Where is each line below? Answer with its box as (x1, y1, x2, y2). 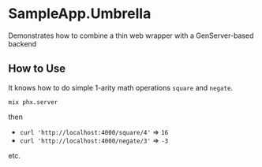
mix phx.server (8, 98, 58, 106)
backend (8, 39, 37, 48)
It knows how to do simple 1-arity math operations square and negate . (8, 83, 234, 92)
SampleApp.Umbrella (8, 5, 152, 23)
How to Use (8, 62, 66, 76)
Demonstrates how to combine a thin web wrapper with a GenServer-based (8, 31, 254, 40)
